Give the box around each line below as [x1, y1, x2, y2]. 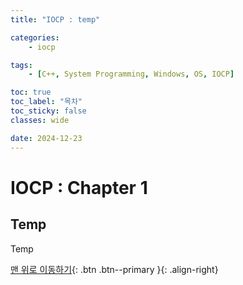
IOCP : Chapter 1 [10, 176, 148, 199]
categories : [10, 32, 60, 43]
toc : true [10, 87, 52, 98]
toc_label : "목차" [10, 97, 83, 107]
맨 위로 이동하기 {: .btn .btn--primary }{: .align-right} [10, 263, 219, 275]
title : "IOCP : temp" [10, 14, 101, 25]
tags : [10, 60, 33, 70]
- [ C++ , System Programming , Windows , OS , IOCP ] [28, 69, 235, 80]
